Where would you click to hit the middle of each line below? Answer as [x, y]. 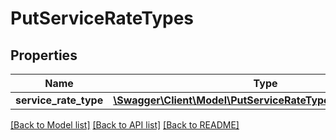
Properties [44, 55]
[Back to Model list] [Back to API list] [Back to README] [125, 125]
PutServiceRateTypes [102, 18]
